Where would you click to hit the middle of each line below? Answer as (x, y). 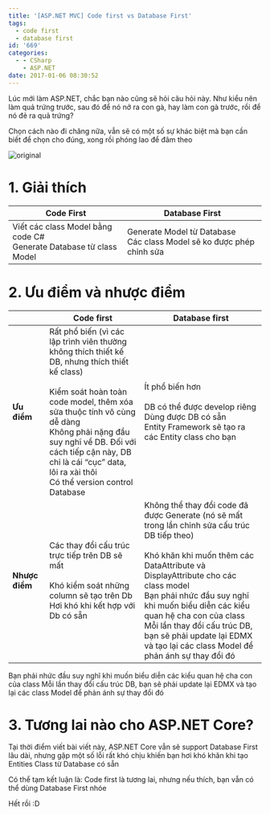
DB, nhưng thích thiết (89, 361)
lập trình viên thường (88, 341)
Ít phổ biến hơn (172, 386)
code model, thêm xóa (92, 401)
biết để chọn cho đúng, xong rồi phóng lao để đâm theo (100, 139)
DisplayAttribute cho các (190, 575)
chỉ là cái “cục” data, (88, 462)
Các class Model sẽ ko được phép (191, 242)
